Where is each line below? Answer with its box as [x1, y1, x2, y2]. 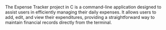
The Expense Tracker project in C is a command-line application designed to [5, 4, 162, 10]
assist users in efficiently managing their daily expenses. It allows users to [5, 9, 157, 15]
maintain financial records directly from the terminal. [5, 19, 112, 25]
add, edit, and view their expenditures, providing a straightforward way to [5, 15, 155, 20]
